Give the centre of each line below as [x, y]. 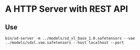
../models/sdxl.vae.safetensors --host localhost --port [65, 43]
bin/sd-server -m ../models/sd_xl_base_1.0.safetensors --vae [70, 38]
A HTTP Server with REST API [67, 9]
